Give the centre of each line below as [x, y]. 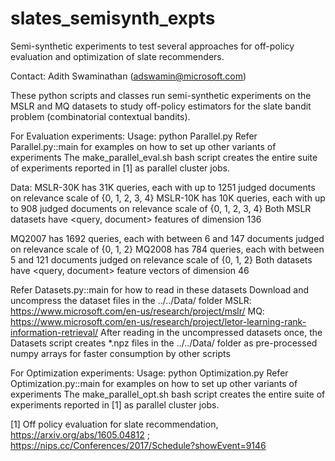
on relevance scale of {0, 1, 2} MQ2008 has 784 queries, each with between [167, 249]
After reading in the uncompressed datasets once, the [211, 332]
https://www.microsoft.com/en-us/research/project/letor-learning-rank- [158, 321]
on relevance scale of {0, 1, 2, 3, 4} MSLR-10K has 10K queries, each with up [168, 198]
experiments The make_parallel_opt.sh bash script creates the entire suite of [168, 394]
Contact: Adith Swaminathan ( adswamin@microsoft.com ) [128, 76]
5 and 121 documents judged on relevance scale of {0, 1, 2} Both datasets [161, 259]
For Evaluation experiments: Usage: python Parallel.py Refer [134, 136]
